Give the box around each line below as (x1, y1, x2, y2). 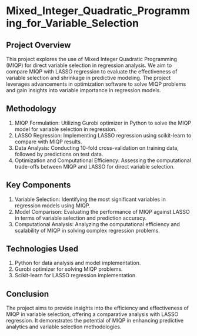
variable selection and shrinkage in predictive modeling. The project (6, 75, 171, 81)
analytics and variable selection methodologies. (6, 323, 122, 330)
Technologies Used (6, 244, 78, 254)
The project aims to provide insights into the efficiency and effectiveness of (6, 304, 189, 312)
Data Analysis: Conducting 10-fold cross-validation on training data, (14, 144, 179, 151)
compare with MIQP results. (14, 138, 82, 145)
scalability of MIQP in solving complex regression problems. (14, 227, 160, 234)
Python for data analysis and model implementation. (14, 260, 141, 267)
